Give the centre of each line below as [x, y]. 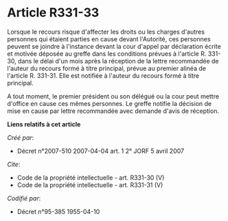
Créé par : [21, 137]
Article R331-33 [53, 13]
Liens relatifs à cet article [44, 124]
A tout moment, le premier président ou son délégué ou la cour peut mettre [113, 96]
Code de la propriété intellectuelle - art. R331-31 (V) [90, 185]
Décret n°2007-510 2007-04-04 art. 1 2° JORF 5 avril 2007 [100, 151]
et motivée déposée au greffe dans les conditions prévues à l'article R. [107, 54]
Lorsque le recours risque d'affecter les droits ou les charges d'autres [106, 32]
